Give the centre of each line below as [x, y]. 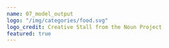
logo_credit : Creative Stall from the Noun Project [84, 27]
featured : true [29, 34]
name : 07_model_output [40, 14]
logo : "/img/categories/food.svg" [58, 20]
